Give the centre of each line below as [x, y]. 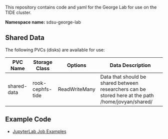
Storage [43, 62]
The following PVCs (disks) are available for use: [55, 50]
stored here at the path [127, 95]
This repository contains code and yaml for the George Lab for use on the [81, 7]
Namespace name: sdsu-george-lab [43, 22]
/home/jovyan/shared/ [126, 102]
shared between [119, 83]
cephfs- [42, 89]
